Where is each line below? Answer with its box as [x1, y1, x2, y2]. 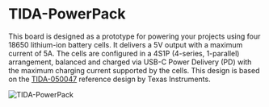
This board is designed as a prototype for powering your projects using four [8, 31, 261, 41]
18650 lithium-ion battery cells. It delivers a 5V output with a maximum [8, 39, 243, 49]
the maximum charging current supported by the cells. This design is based [8, 65, 260, 75]
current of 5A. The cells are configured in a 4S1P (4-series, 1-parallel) [8, 48, 240, 58]
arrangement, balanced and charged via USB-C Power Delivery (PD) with [8, 57, 252, 67]
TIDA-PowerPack [8, 5, 127, 23]
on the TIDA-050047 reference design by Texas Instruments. [8, 74, 212, 84]
